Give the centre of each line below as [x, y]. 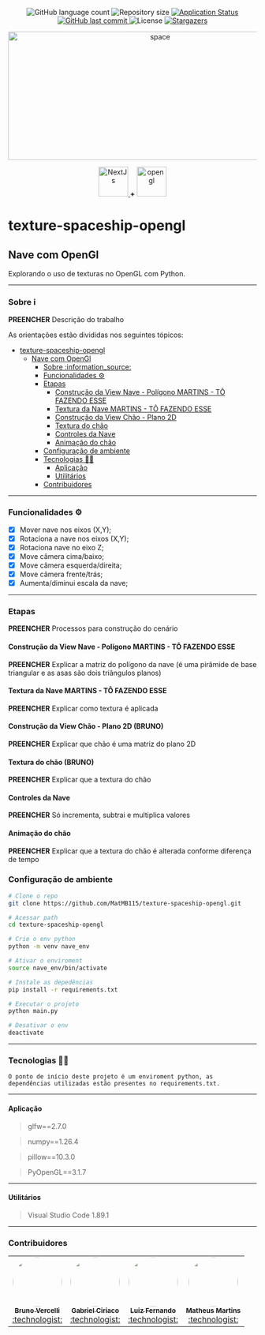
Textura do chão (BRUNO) [51, 762]
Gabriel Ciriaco [95, 1311]
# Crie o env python [42, 939]
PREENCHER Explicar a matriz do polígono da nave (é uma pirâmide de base [132, 664]
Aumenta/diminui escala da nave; [74, 583]
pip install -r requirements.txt [63, 990]
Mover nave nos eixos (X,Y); [65, 530]
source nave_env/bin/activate [58, 968]
